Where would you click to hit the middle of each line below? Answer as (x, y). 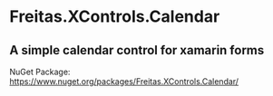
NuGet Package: (40, 72)
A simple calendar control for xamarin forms (137, 50)
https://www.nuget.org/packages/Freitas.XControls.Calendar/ (124, 82)
